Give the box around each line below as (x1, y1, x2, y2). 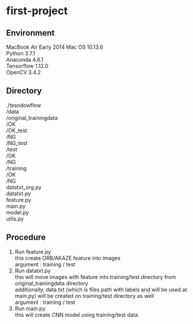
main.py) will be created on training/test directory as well (14, 292, 154, 299)
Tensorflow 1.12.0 (6, 62, 49, 69)
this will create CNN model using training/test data (14, 311, 138, 318)
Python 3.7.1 (6, 50, 36, 57)
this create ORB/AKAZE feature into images (14, 254, 121, 262)
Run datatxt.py (14, 267, 51, 274)
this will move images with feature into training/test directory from (14, 273, 176, 280)
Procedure (6, 233, 46, 243)
